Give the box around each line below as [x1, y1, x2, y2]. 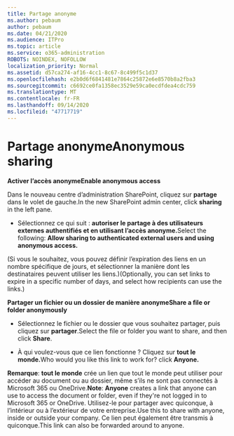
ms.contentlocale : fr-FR [7, 95, 80, 103]
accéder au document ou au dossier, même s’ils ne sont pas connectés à [7, 376, 219, 385]
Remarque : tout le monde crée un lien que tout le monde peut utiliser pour [7, 369, 223, 377]
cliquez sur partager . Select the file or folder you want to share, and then [17, 326, 228, 335]
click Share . [17, 334, 53, 343]
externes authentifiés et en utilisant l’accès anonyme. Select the [17, 226, 207, 234]
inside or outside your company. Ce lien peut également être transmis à [7, 414, 214, 422]
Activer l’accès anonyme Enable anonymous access [7, 176, 161, 185]
